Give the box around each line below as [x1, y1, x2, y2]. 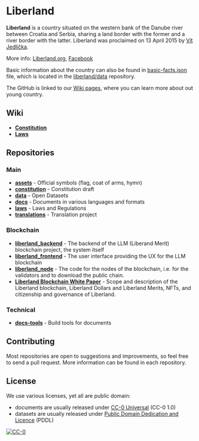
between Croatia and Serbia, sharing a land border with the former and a [6, 30, 185, 37]
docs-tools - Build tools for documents [14, 319, 112, 327]
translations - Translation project [14, 211, 97, 218]
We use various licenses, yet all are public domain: [6, 392, 131, 399]
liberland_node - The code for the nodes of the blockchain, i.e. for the [14, 265, 189, 272]
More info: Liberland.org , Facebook [6, 55, 93, 62]
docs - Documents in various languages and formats [14, 198, 145, 206]
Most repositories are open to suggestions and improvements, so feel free [6, 352, 189, 360]
